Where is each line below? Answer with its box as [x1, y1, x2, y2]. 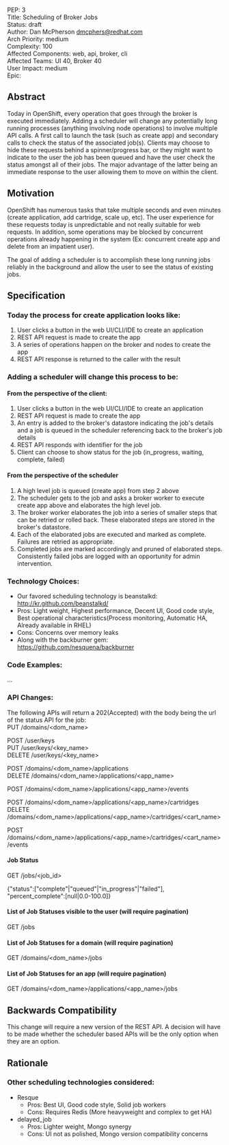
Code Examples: [7, 660, 63, 669]
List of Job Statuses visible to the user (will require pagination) [7, 908, 189, 916]
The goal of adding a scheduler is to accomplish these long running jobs [7, 255, 211, 263]
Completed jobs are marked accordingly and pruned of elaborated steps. [16, 544, 223, 553]
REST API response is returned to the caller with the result [16, 355, 181, 363]
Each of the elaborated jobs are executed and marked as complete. [16, 530, 206, 538]
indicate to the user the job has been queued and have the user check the [7, 153, 215, 161]
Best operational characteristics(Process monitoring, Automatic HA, [16, 614, 208, 622]
